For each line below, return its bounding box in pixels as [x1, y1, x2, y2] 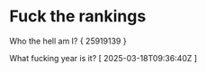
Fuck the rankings [9, 6, 147, 27]
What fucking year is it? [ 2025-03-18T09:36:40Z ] [9, 52, 198, 63]
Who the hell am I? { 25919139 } [9, 36, 128, 46]
